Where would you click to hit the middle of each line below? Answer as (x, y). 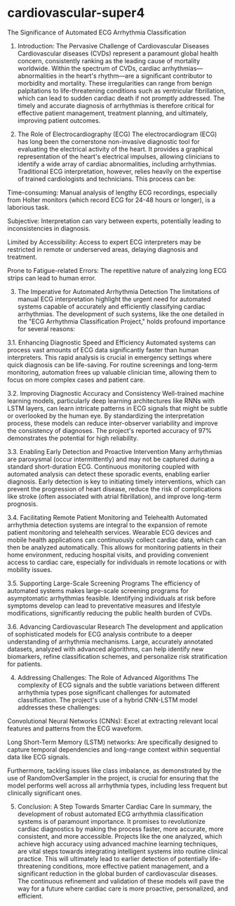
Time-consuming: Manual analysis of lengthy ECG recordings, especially (112, 192)
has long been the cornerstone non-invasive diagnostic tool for (108, 141)
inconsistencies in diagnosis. (49, 228)
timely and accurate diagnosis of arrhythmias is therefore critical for (116, 105)
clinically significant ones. (45, 793)
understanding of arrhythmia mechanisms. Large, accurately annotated (110, 641)
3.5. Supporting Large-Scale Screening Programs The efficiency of (104, 583)
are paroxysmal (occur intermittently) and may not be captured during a (111, 459)
